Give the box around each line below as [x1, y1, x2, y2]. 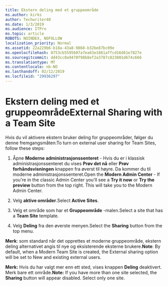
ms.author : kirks [5, 12, 42, 17]
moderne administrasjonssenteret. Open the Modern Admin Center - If [12, 171, 160, 177]
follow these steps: [5, 145, 45, 151]
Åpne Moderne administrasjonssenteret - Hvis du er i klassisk [12, 155, 145, 161]
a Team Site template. [12, 213, 59, 219]
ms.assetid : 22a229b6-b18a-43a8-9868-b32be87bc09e [5, 45, 115, 50]
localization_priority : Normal [5, 41, 72, 46]
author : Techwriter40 [5, 17, 51, 22]
